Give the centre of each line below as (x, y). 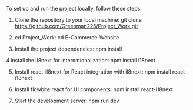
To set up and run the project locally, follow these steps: (74, 9)
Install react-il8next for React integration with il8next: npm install (93, 72)
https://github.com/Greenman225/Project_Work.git (76, 26)
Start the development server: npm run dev (67, 101)
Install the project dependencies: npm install (68, 49)
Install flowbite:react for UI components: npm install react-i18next (94, 89)
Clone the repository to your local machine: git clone (78, 20)
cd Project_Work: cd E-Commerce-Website (67, 37)
